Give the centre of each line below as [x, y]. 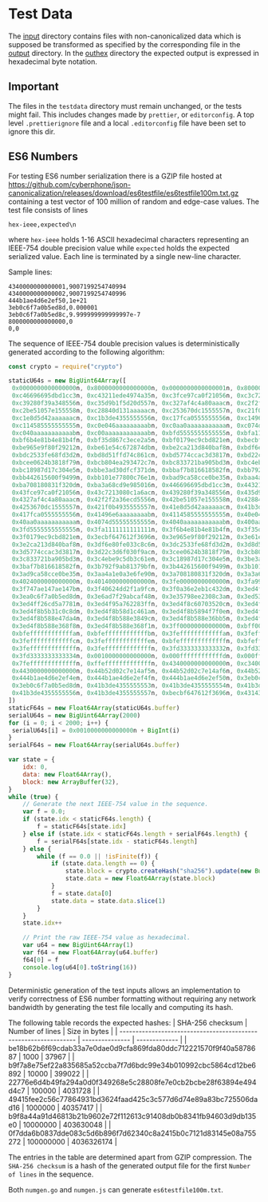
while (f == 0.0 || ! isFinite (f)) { [98, 857]
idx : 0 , [35, 767]
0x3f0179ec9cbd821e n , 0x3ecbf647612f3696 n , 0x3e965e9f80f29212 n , [122, 537]
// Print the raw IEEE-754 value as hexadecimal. [107, 938]
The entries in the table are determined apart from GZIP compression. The [130, 1157]
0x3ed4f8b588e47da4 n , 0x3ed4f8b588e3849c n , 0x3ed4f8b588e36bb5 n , [122, 619]
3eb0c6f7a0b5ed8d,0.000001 [53, 307]
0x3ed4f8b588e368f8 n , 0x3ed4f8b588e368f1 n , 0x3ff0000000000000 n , [122, 626]
